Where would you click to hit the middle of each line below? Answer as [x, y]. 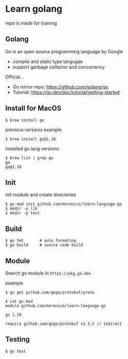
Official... [15, 77]
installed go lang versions [32, 149]
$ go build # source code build [44, 245]
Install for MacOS [33, 108]
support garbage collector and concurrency [59, 67]
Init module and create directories [41, 195]
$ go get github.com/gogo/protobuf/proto [50, 292]
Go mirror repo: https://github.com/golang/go [60, 87]
